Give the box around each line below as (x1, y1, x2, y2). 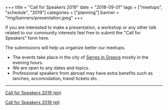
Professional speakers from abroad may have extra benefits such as (12, 70, 153, 76)
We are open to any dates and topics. (12, 65, 90, 71)
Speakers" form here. (5, 35, 49, 41)
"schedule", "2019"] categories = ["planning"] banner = (5, 9, 119, 15)
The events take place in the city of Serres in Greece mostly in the (12, 54, 149, 60)
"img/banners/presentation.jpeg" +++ (5, 15, 83, 20)
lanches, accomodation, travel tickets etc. (12, 76, 98, 81)
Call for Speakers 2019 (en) (5, 90, 61, 96)
